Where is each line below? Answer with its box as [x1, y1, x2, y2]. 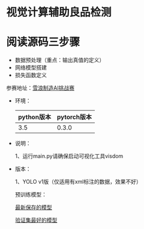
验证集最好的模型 [14, 216, 58, 224]
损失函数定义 [14, 72, 47, 79]
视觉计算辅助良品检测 [6, 5, 112, 19]
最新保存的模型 [14, 204, 52, 211]
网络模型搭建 [14, 64, 47, 71]
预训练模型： [14, 191, 47, 198]
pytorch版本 [56, 113, 92, 121]
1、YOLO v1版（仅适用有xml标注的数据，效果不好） [14, 178, 142, 186]
